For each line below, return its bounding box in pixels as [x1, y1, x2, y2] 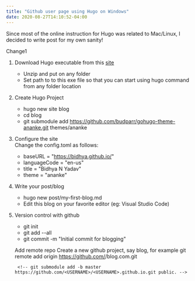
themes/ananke [49, 124, 88, 131]
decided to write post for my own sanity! [6, 36, 103, 43]
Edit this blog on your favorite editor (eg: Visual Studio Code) [23, 200, 170, 207]
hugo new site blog [23, 105, 69, 112]
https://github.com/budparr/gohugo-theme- [69, 117, 176, 124]
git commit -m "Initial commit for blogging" [23, 235, 127, 242]
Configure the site [14, 135, 58, 142]
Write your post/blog [14, 182, 64, 190]
